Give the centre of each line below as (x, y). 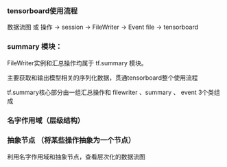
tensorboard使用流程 (42, 10)
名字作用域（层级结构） (46, 120)
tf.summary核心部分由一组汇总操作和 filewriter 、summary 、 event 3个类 (111, 92)
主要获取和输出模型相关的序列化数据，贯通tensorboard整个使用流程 (103, 78)
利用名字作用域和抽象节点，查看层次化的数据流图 (76, 157)
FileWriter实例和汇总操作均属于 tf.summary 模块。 (77, 63)
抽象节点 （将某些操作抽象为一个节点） (71, 140)
